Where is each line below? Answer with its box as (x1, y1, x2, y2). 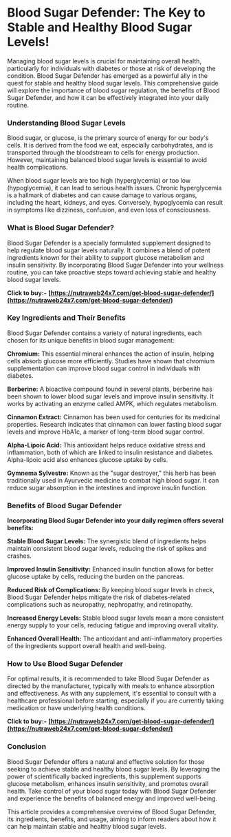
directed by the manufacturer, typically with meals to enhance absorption (7, 682, 215, 690)
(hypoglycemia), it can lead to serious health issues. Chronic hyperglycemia (7, 184, 222, 192)
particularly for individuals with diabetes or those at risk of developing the (7, 64, 216, 72)
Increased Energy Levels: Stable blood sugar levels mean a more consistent (7, 614, 224, 622)
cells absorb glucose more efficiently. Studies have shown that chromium (7, 356, 215, 365)
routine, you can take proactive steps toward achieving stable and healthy (7, 268, 217, 276)
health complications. (7, 163, 68, 172)
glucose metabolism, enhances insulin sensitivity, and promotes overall (7, 779, 209, 787)
